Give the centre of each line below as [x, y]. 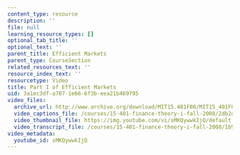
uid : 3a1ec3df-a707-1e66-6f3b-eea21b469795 [73, 94]
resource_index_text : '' [44, 74]
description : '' [31, 21]
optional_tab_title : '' [43, 41]
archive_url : [33, 107]
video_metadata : [31, 134]
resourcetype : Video [38, 80]
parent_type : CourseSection [49, 61]
